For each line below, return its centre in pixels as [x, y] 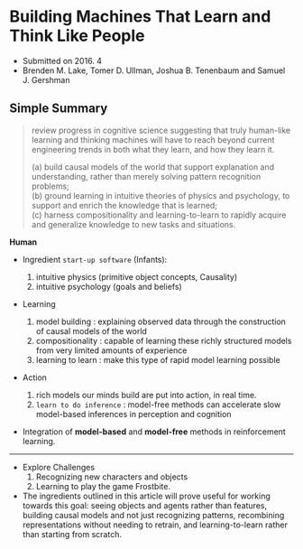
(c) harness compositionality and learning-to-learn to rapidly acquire [159, 215]
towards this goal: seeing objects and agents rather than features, [145, 505]
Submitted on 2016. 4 [62, 60]
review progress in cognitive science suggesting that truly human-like [161, 130]
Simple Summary [59, 109]
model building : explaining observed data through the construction [161, 321]
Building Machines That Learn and [140, 17]
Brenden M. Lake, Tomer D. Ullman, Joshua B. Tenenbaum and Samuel [154, 70]
